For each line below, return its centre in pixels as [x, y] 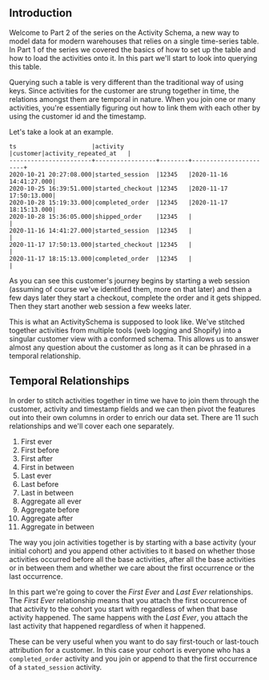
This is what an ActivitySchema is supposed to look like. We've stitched [127, 322]
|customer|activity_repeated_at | [70, 153]
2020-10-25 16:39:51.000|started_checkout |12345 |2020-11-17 [118, 188]
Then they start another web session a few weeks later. [100, 306]
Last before [40, 484]
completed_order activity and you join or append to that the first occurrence [133, 658]
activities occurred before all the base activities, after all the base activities [132, 559]
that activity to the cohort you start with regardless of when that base [124, 609]
